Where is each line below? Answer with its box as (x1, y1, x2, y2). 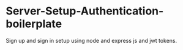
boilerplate (6, 17, 62, 31)
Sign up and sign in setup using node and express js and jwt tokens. (6, 37, 177, 44)
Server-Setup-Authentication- (6, 4, 164, 18)
